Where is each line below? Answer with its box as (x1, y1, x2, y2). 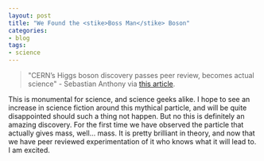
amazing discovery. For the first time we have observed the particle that (8, 120, 244, 129)
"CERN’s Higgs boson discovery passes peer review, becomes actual (27, 71, 254, 80)
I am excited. (8, 145, 50, 155)
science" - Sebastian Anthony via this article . (27, 79, 176, 88)
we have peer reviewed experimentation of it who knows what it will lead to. (8, 137, 257, 146)
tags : (8, 41, 26, 49)
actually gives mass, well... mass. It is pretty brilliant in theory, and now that (8, 128, 256, 138)
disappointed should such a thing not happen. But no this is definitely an (8, 112, 245, 120)
